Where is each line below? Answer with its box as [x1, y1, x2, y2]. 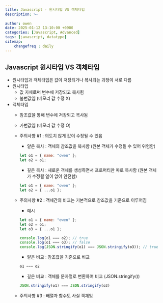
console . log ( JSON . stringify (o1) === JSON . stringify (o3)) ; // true [19, 245, 159, 249]
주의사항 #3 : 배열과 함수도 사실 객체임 [19, 293, 93, 299]
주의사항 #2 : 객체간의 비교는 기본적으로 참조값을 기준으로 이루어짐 [19, 197, 147, 203]
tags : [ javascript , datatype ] [5, 35, 67, 40]
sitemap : [5, 39, 23, 44]
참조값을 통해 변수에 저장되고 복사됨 [19, 112, 88, 118]
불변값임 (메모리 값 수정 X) [19, 95, 70, 101]
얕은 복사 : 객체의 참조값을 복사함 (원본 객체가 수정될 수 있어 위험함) [27, 143, 156, 149]
